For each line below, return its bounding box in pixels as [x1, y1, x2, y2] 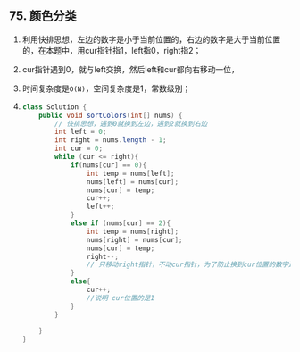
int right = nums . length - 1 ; [54, 136, 167, 145]
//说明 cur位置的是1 [86, 293, 154, 302]
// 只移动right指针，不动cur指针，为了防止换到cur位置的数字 [86, 260, 289, 270]
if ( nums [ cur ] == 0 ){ [70, 160, 147, 170]
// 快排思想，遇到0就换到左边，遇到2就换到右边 [54, 119, 208, 128]
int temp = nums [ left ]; [86, 169, 175, 178]
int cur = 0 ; [54, 144, 104, 154]
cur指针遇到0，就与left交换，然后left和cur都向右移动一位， [21, 63, 239, 74]
